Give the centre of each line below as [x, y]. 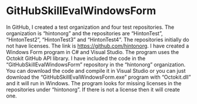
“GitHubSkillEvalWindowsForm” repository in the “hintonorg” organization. [96, 64]
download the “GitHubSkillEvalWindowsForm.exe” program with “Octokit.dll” [98, 77]
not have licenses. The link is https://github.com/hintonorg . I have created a [98, 46]
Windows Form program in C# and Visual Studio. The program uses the [93, 52]
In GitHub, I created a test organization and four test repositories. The [90, 27]
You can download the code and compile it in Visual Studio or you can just [96, 71]
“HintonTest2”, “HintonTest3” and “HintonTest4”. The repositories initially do [98, 39]
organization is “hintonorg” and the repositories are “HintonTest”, [84, 33]
